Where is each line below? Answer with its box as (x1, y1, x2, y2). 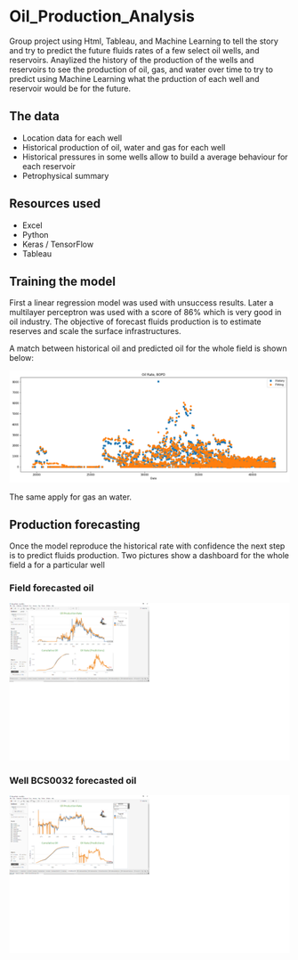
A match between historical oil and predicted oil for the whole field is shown (9, 343, 287, 354)
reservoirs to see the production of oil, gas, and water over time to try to (9, 64, 274, 75)
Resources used (9, 196, 101, 211)
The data (9, 109, 60, 124)
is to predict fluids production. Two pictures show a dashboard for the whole (9, 550, 290, 561)
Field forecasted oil (9, 582, 94, 594)
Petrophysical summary (21, 170, 109, 181)
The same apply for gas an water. (9, 492, 132, 502)
